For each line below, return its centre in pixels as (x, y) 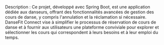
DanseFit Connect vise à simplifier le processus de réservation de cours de (81, 22)
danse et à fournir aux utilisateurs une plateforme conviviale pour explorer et (82, 27)
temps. (12, 37)
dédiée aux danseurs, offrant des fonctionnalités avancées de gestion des (80, 12)
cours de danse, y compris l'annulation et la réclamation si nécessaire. (76, 17)
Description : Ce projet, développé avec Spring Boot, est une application (78, 7)
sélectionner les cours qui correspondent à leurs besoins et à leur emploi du (82, 32)
